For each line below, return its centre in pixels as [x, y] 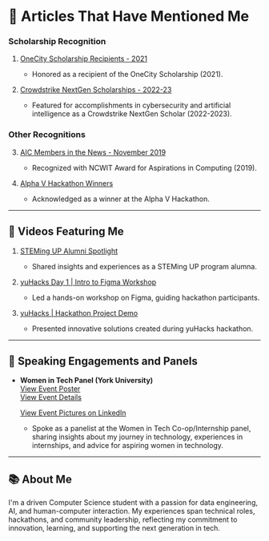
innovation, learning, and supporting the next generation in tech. [114, 528]
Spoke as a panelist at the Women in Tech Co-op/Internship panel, [141, 429]
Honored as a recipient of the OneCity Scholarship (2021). [127, 75]
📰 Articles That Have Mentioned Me [129, 16]
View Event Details [51, 398]
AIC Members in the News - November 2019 [93, 152]
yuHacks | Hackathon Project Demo [79, 313]
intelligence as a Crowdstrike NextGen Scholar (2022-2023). [132, 114]
